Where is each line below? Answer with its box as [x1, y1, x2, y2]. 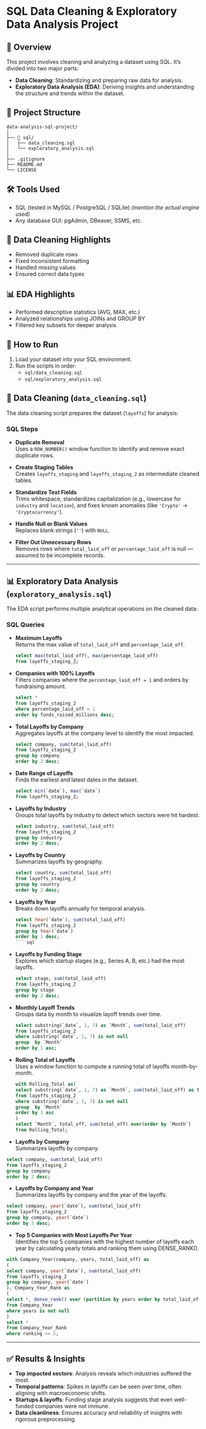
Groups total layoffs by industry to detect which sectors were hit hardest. [15, 811, 200, 818]
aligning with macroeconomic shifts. [15, 1389, 107, 1396]
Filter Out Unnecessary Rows [15, 539, 92, 546]
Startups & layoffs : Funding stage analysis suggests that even [15, 1396, 173, 1403]
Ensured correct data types [15, 271, 85, 278]
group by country [15, 881, 60, 888]
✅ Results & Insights [6, 1353, 86, 1364]
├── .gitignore [6, 156, 45, 162]
